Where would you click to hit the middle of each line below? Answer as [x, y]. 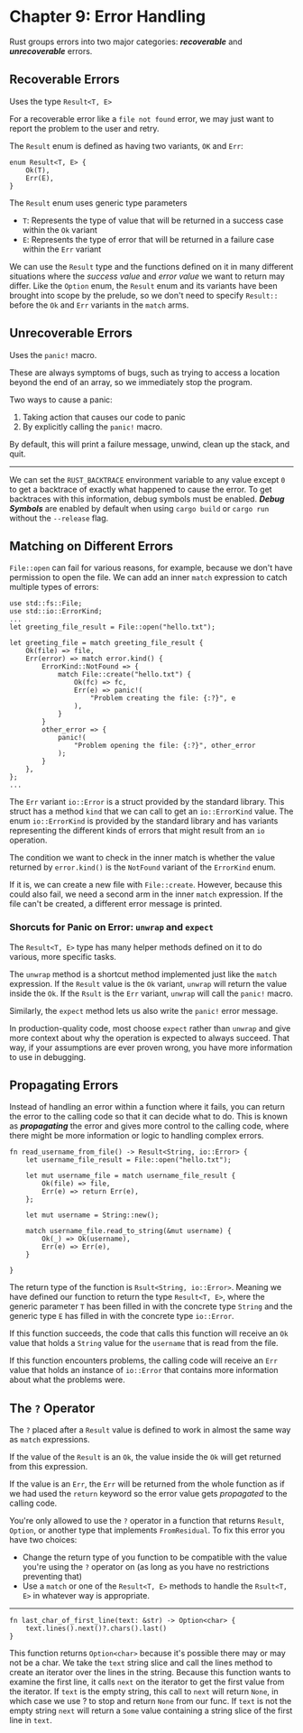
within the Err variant [62, 249]
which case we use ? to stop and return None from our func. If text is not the [151, 1701]
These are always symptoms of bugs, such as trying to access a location [145, 373]
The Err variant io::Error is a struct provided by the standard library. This [147, 802]
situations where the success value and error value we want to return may [147, 276]
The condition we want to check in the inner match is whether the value [142, 858]
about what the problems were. [68, 1380]
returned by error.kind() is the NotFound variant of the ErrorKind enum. [143, 867]
